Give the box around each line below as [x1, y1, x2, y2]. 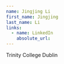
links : [6, 24, 22, 31]
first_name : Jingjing [6, 14, 59, 20]
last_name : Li [6, 19, 41, 25]
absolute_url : [16, 35, 51, 41]
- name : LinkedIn [11, 30, 54, 36]
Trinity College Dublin [6, 52, 58, 58]
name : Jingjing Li [6, 8, 51, 15]
